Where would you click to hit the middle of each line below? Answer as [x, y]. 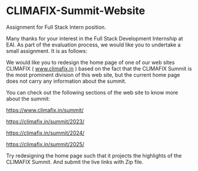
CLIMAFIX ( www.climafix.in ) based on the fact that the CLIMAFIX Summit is [99, 68]
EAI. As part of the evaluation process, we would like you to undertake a [93, 45]
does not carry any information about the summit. [66, 81]
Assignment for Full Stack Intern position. [56, 27]
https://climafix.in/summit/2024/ [45, 133]
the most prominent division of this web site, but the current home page [93, 75]
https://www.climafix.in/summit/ [45, 110]
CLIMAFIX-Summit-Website [76, 11]
